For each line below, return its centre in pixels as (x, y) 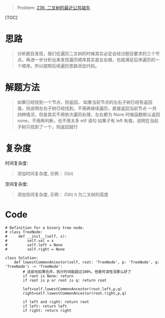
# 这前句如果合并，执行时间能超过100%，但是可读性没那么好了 (77, 272)
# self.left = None (34, 245)
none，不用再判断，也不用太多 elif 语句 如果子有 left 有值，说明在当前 (88, 121)
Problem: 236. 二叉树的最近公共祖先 (53, 8)
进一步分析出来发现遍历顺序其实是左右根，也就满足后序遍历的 (93, 60)
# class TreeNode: (24, 232)
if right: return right (47, 310)
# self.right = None (35, 249)
